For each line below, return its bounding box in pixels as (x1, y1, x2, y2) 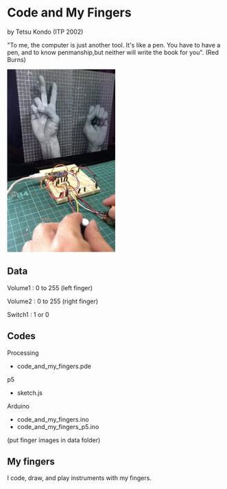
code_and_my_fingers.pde (16, 362, 91, 370)
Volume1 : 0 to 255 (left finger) (7, 283, 93, 292)
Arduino (7, 402, 29, 410)
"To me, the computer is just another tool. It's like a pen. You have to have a (7, 41, 221, 49)
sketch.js (16, 389, 43, 397)
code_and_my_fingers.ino (16, 415, 89, 424)
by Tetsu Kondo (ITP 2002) (7, 28, 84, 36)
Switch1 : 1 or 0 (7, 310, 49, 318)
